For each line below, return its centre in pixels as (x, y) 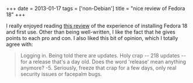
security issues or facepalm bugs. (61, 74)
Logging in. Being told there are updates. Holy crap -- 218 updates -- (103, 55)
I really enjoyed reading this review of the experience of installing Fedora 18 (97, 26)
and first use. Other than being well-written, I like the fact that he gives (91, 32)
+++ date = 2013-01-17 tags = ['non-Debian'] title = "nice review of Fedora (96, 8)
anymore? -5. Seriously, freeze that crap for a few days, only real (98, 68)
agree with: (20, 44)
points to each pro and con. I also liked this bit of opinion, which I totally (92, 38)
